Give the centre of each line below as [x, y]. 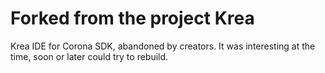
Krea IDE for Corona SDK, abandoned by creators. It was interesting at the [163, 46]
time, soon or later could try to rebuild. [89, 56]
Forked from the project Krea [132, 18]
